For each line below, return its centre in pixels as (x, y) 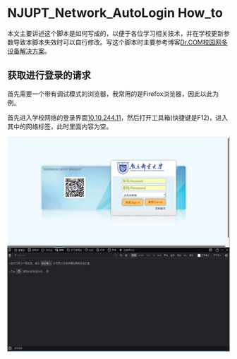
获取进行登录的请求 (49, 75)
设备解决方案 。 (29, 51)
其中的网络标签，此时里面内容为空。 (60, 126)
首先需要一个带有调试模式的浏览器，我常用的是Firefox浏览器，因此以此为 (113, 94)
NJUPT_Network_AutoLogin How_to (115, 13)
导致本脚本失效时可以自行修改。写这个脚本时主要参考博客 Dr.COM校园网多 (120, 42)
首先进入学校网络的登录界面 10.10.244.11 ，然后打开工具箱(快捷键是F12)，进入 (118, 117)
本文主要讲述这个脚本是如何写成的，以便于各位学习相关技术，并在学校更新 (115, 33)
